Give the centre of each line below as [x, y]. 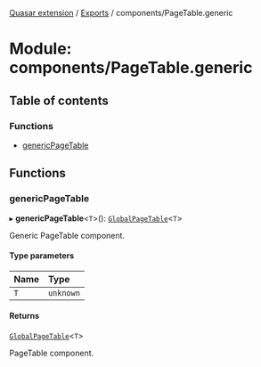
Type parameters [42, 256]
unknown [64, 293]
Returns [24, 316]
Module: [41, 49]
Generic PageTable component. [67, 235]
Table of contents [59, 100]
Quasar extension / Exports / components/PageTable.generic [121, 13]
